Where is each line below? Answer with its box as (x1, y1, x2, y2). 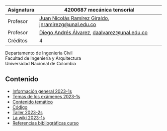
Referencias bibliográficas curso (12, 120, 79, 126)
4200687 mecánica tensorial (64, 6, 135, 13)
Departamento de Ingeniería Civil (5, 50, 73, 56)
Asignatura (7, 6, 35, 13)
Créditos (7, 37, 28, 44)
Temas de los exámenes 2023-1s (12, 93, 81, 99)
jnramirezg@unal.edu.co (39, 21, 96, 28)
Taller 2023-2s (12, 109, 43, 115)
